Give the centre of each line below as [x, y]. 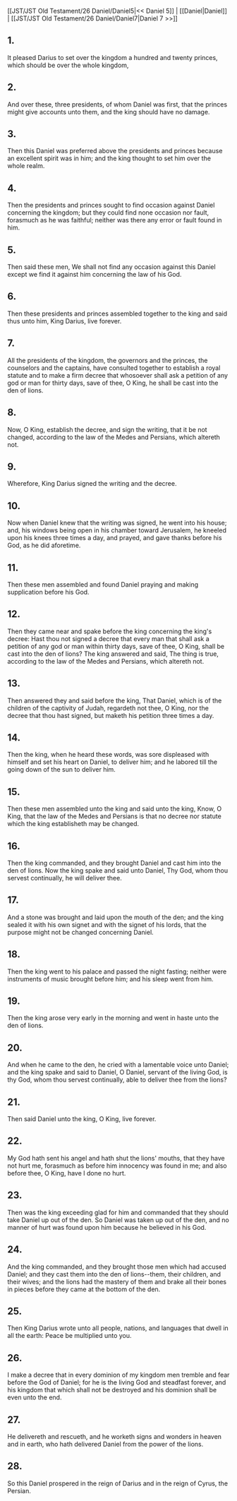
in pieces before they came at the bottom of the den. [84, 1289]
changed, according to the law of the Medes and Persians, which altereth [114, 437]
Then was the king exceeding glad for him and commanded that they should [118, 1212]
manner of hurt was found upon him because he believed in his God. [107, 1227]
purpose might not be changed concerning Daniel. [80, 932]
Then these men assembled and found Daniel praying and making [103, 584]
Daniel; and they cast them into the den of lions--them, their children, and [114, 1274]
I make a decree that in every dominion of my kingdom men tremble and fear [119, 1375]
